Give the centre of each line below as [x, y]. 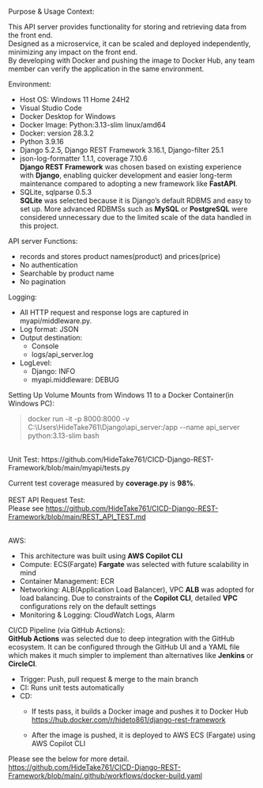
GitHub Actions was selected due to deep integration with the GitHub [121, 638]
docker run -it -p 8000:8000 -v [79, 419]
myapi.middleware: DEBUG [75, 380]
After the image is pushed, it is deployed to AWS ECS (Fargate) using [143, 735]
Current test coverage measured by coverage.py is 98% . [102, 483]
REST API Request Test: [47, 500]
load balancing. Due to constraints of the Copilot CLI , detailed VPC [129, 598]
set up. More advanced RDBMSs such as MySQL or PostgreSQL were [133, 209]
